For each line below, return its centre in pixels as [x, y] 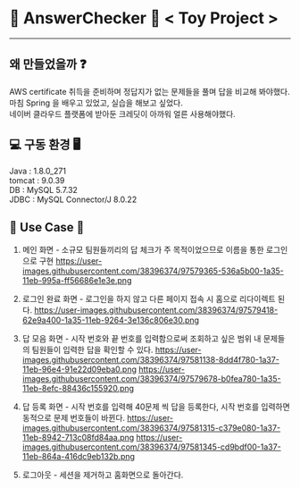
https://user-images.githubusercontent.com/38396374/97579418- [156, 310]
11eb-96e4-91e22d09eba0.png [79, 369]
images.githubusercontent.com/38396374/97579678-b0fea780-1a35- [151, 379]
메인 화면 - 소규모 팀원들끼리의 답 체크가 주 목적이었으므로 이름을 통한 [143, 250]
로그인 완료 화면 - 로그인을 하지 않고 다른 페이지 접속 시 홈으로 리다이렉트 [149, 299]
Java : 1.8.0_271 [38, 171]
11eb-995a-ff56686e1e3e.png [77, 281]
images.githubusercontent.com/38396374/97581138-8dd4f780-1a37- [150, 360]
